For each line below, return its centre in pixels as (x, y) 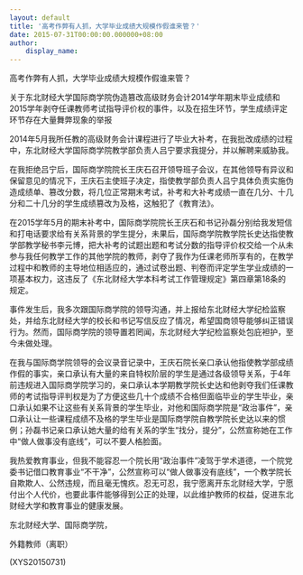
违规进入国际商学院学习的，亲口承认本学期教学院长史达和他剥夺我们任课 (151, 385)
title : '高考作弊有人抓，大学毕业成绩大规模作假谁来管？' (105, 26)
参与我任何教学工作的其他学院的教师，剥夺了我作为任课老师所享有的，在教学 (151, 256)
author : (24, 43)
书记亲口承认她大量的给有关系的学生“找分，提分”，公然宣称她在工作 (166, 431)
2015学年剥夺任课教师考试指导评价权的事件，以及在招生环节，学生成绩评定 (149, 108)
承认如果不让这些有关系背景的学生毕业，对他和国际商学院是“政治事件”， (151, 408)
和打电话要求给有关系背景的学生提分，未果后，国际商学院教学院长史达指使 (147, 234)
